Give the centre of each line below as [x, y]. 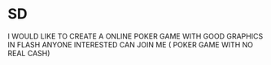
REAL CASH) [29, 53]
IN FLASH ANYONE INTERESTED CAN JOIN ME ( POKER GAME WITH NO [131, 44]
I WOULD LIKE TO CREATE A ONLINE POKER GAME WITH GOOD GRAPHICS [135, 36]
